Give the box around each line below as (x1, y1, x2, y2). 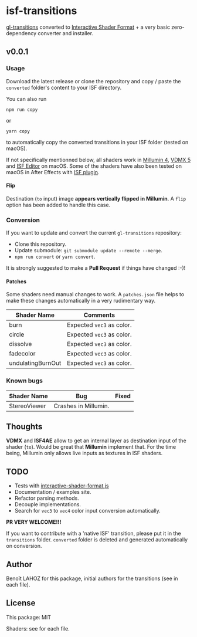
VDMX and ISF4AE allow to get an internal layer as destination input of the (6, 437, 186, 444)
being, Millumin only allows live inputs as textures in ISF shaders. (6, 450, 163, 457)
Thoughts (6, 422, 43, 432)
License (6, 598, 36, 608)
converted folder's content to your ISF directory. (6, 84, 122, 91)
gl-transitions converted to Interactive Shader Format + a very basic (6, 23, 170, 31)
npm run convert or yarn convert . (14, 253, 96, 260)
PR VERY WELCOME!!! (6, 519, 62, 526)
